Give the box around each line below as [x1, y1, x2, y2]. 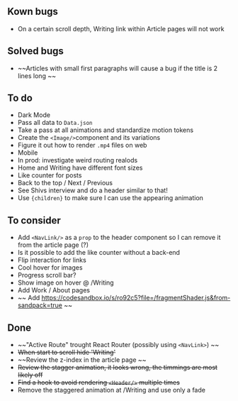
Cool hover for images [17, 263, 83, 272]
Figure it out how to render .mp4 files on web [17, 141, 147, 150]
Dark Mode [17, 111, 51, 119]
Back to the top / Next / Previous [17, 179, 113, 187]
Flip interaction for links [17, 256, 86, 265]
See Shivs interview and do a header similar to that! [17, 186, 168, 194]
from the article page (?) [17, 241, 89, 249]
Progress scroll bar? [17, 271, 76, 280]
